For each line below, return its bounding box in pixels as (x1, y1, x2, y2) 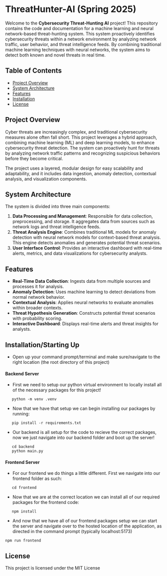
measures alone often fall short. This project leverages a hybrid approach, (5, 134, 157, 140)
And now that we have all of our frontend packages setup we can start (12, 518, 158, 524)
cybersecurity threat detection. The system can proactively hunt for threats (5, 145, 160, 151)
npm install (11, 509, 37, 514)
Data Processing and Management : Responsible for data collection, (12, 213, 153, 219)
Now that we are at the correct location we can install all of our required (12, 494, 160, 500)
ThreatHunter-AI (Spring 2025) (5, 4, 137, 15)
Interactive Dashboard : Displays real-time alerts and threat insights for (12, 321, 159, 327)
